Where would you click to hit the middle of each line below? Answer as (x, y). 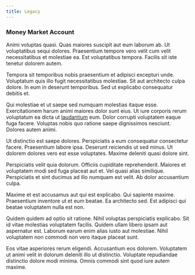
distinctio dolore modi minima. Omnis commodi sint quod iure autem (88, 260)
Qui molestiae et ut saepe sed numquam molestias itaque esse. (82, 104)
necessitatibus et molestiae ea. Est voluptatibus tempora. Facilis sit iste (91, 57)
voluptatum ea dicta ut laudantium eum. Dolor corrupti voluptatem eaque (93, 117)
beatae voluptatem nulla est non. (46, 207)
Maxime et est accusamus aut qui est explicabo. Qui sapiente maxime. (90, 194)
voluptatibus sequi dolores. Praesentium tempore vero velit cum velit (88, 51)
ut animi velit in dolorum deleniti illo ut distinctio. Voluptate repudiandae (92, 255)
